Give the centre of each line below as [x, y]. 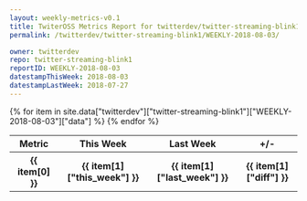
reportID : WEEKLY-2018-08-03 [65, 69]
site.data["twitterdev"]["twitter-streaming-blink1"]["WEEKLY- [177, 111]
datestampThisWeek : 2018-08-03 [69, 77]
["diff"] [263, 177]
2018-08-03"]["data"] [51, 121]
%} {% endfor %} [127, 121]
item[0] [34, 172]
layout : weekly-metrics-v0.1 [65, 18]
